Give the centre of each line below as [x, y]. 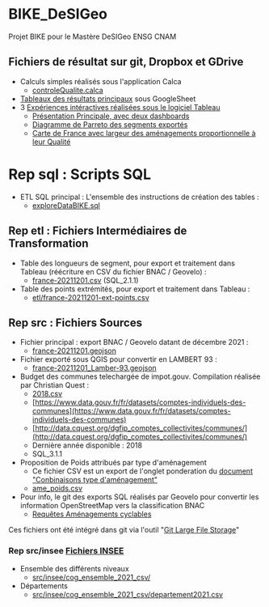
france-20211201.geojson [74, 351]
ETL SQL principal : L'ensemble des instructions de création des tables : [140, 197]
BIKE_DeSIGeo [58, 14]
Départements [44, 586]
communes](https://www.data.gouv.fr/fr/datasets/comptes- [132, 411]
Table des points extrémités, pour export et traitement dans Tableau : [135, 289]
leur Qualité [51, 142]
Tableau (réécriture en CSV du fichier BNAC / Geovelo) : [113, 271]
